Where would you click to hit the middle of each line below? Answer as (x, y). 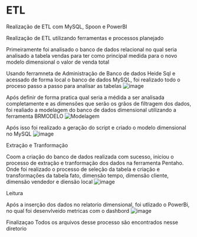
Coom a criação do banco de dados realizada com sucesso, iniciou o (90, 156)
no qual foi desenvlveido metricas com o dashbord (68, 210)
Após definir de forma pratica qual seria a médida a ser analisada (85, 97)
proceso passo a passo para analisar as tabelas (64, 85)
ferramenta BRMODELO (35, 116)
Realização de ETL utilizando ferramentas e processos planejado (85, 38)
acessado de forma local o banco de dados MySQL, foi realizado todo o (93, 80)
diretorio (17, 228)
